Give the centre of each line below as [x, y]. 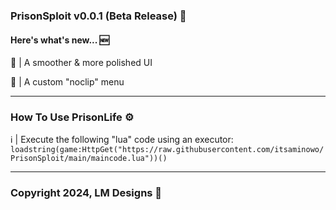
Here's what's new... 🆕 [60, 40]
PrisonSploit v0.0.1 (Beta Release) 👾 [98, 16]
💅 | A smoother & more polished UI [81, 63]
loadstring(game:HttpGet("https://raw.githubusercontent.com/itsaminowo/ [167, 150]
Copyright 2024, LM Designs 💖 [86, 193]
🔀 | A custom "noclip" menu [67, 82]
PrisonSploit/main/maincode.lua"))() [89, 159]
